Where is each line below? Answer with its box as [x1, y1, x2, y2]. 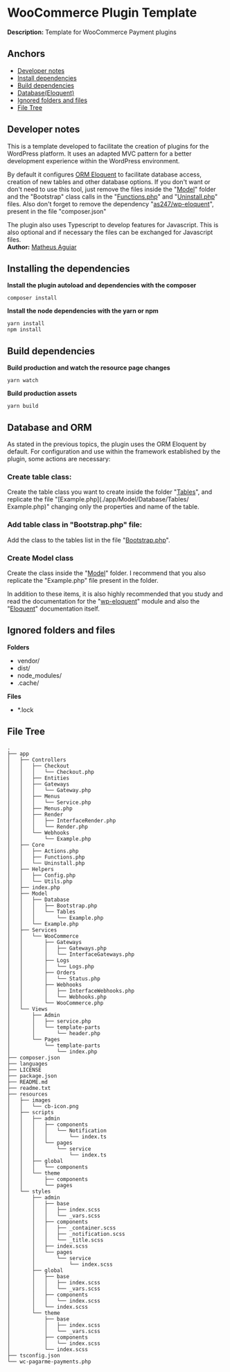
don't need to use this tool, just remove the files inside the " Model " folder [7, 185, 216, 193]
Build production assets [7, 389, 78, 397]
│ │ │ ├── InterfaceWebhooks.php [7, 987, 135, 994]
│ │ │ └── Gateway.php [7, 786, 91, 793]
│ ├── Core [7, 841, 45, 848]
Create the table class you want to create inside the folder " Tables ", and [7, 488, 213, 496]
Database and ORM [7, 422, 92, 433]
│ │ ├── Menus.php [7, 804, 73, 812]
